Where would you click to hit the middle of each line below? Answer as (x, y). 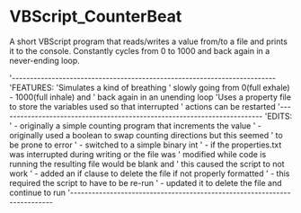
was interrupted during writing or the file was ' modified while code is (138, 154)
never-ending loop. (45, 60)
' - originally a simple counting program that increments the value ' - (136, 125)
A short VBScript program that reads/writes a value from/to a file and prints (148, 41)
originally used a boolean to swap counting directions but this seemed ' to (146, 135)
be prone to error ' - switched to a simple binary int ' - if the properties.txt (146, 145)
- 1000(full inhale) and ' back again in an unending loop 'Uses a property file (150, 97)
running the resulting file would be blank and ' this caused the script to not (147, 164)
